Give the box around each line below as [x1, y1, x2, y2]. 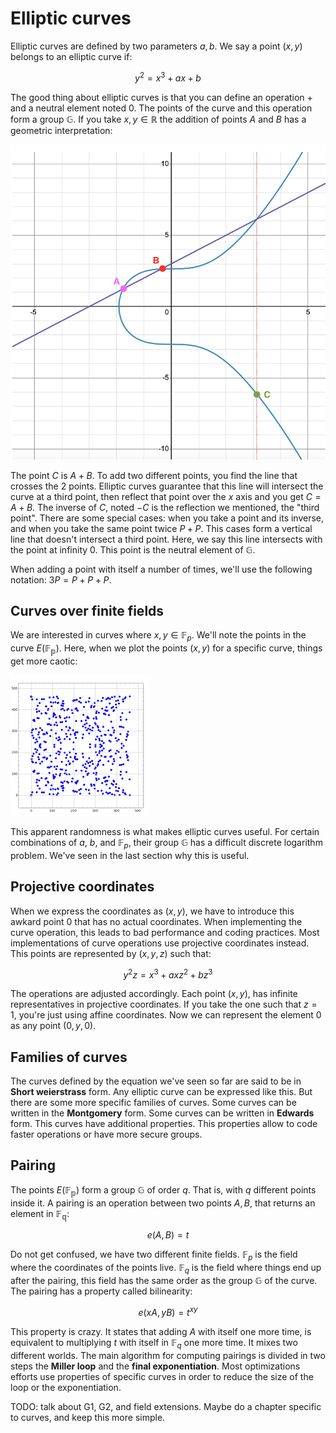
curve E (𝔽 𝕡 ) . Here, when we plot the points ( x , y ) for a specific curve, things [10, 642, 323, 656]
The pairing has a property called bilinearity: [10, 1285, 193, 1297]
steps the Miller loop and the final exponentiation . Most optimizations [10, 1360, 301, 1372]
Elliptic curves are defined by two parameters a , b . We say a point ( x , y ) [10, 40, 303, 52]
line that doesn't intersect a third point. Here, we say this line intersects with [10, 533, 323, 545]
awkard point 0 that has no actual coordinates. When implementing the [10, 915, 303, 927]
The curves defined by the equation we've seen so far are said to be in [10, 1075, 302, 1087]
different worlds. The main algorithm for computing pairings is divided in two [10, 1349, 326, 1361]
